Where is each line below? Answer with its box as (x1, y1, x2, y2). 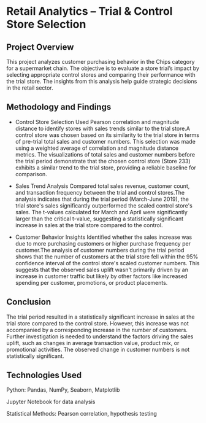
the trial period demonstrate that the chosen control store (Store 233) (15, 157, 191, 165)
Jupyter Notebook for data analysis (6, 398, 96, 406)
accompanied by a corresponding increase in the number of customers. (6, 326, 188, 333)
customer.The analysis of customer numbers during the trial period (15, 246, 185, 254)
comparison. (15, 170, 47, 177)
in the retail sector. (6, 84, 53, 91)
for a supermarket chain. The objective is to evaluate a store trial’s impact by (6, 64, 199, 72)
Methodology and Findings (6, 102, 112, 112)
